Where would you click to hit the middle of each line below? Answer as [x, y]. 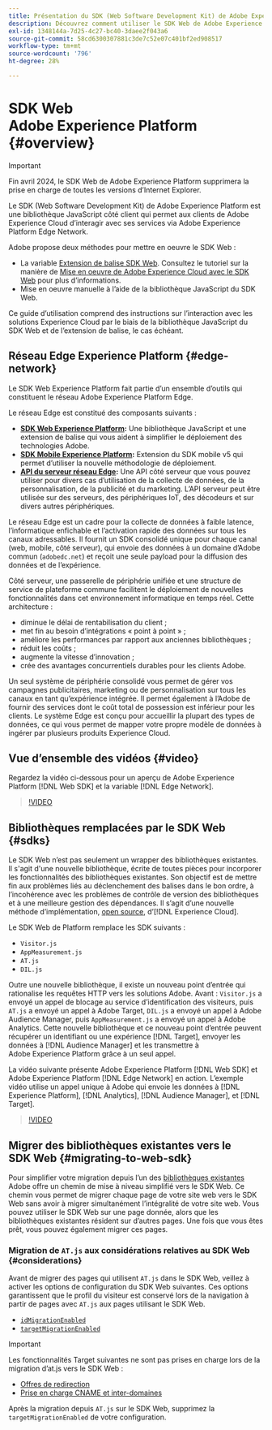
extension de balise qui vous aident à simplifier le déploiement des [131, 437]
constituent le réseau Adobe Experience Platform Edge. [101, 397]
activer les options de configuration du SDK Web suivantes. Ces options [128, 1287]
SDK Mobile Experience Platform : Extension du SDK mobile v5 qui [132, 454]
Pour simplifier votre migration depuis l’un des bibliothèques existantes [127, 1177]
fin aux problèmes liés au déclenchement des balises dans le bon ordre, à [131, 886]
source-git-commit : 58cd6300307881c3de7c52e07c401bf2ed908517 [115, 39]
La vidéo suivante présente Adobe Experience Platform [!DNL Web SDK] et [133, 1069]
